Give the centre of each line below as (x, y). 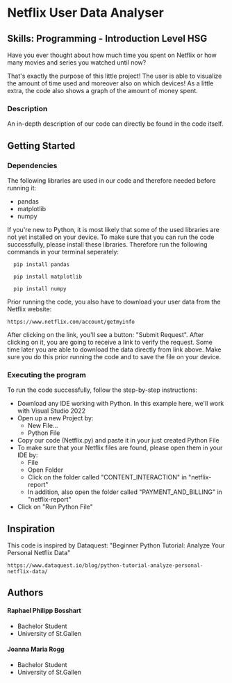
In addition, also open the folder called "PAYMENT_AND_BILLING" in (125, 492)
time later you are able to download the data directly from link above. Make (114, 349)
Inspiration (31, 528)
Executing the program (47, 375)
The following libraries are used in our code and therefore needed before (111, 180)
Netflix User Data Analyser (86, 13)
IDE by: (27, 455)
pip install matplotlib (48, 277)
